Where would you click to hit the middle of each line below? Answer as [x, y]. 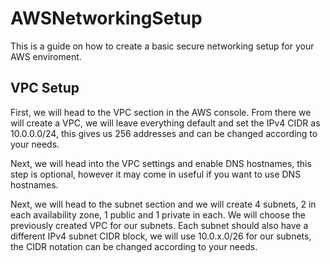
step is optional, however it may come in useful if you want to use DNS [156, 174]
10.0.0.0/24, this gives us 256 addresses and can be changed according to [164, 133]
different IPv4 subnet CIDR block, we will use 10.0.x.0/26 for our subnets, [161, 236]
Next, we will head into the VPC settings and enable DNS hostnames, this [161, 163]
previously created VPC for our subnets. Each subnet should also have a [159, 225]
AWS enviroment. [46, 56]
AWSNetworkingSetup [106, 18]
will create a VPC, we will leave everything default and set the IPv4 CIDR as [165, 123]
